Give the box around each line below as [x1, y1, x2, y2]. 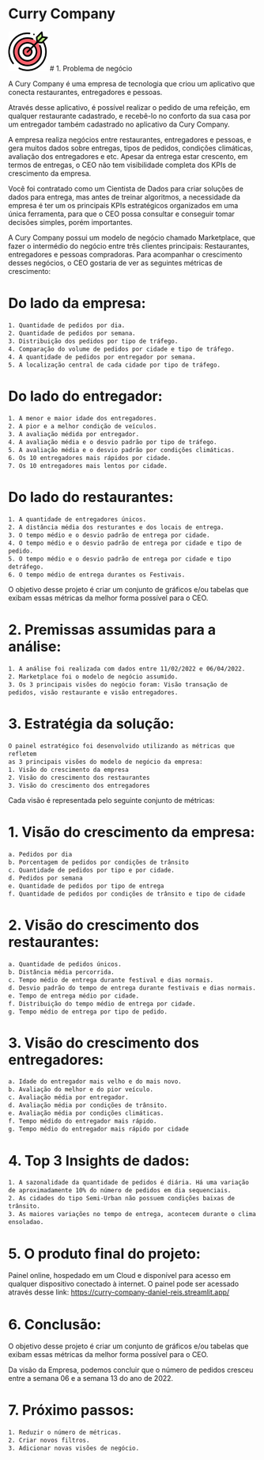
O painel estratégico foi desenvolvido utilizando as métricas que [8, 742, 236, 750]
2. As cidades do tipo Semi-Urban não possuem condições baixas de [8, 1195, 236, 1203]
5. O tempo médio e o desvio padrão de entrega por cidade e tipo [8, 555, 232, 563]
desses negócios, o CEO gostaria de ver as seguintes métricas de [8, 258, 223, 268]
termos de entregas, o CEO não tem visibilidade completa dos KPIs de [8, 160, 237, 169]
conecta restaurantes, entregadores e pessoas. [8, 87, 163, 97]
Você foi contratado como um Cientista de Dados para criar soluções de [8, 184, 243, 193]
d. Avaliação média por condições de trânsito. [8, 1101, 168, 1109]
